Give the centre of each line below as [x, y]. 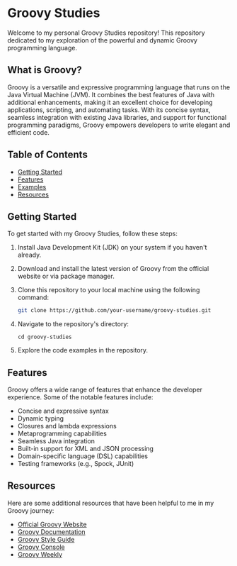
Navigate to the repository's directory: [73, 324]
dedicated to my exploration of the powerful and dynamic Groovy [103, 40]
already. [29, 255]
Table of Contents [48, 155]
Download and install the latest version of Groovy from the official [113, 269]
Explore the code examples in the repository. [83, 350]
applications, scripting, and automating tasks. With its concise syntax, [109, 110]
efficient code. [28, 132]
